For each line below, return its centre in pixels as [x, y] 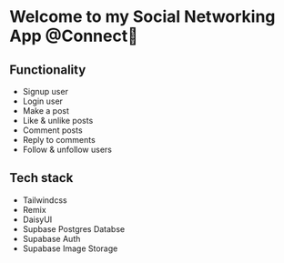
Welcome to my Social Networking [142, 17]
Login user [43, 101]
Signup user [45, 91]
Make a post [46, 111]
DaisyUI [37, 219]
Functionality [48, 70]
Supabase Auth [51, 238]
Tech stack [41, 178]
